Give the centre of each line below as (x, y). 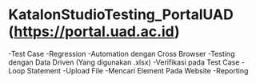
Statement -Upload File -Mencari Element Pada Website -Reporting (138, 70)
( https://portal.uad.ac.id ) (94, 32)
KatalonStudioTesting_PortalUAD (121, 15)
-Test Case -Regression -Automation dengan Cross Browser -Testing (122, 53)
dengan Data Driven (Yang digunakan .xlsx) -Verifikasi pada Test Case (124, 62)
